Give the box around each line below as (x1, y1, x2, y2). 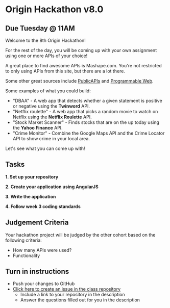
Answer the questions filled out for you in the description (20, 297, 140, 303)
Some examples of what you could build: (5, 88, 91, 94)
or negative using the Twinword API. (12, 103, 90, 109)
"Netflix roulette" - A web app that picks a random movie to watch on (12, 109, 158, 114)
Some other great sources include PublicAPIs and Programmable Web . (5, 78, 154, 84)
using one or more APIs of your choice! (5, 53, 88, 59)
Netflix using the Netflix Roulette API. (12, 114, 92, 120)
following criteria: (5, 237, 42, 243)
